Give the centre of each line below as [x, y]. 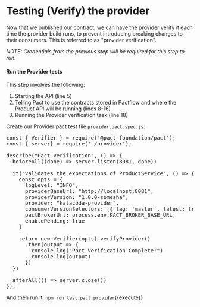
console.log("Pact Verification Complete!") [97, 251]
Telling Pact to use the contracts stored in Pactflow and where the [96, 103]
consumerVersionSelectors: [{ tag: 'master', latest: [105, 209]
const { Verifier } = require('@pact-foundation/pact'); [91, 138]
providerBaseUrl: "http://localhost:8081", [89, 192]
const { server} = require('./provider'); [69, 144]
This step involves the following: [46, 85]
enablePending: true [55, 221]
